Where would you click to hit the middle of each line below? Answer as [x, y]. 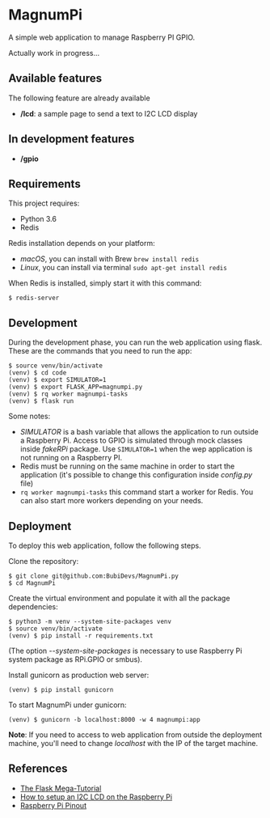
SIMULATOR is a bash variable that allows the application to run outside [139, 432]
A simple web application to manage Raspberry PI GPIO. [102, 37]
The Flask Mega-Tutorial [61, 788]
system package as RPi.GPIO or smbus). [76, 659]
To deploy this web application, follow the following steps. [105, 545]
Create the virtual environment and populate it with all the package [119, 598]
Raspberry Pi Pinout [53, 805]
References [38, 769]
